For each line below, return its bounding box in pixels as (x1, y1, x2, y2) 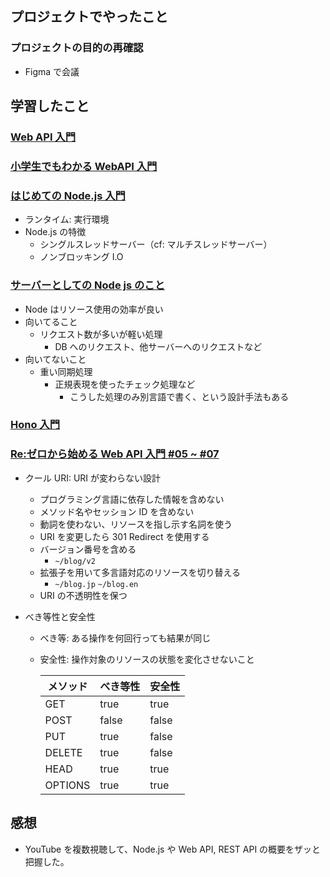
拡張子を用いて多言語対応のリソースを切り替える (39, 566, 242, 578)
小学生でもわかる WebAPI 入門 (10, 159, 158, 173)
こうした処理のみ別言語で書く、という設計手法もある (69, 390, 290, 402)
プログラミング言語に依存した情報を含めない (39, 493, 225, 505)
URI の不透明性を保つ (39, 589, 128, 601)
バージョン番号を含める (39, 543, 137, 555)
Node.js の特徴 (24, 226, 87, 238)
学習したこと (10, 98, 90, 115)
